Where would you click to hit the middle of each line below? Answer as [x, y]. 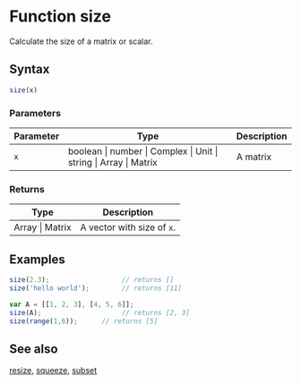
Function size [60, 17]
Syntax [30, 69]
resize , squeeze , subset [53, 371]
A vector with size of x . [128, 227]
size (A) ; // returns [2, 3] [100, 312]
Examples [37, 259]
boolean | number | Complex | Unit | [143, 151]
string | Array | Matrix [113, 162]
